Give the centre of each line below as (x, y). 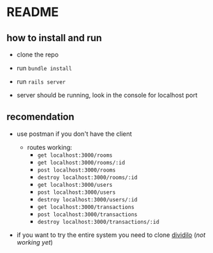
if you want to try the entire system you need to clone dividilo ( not (111, 235)
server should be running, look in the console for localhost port (107, 95)
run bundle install (44, 68)
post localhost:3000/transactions (87, 214)
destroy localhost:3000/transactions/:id (98, 222)
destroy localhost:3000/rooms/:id (87, 177)
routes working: (49, 147)
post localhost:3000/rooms (77, 170)
